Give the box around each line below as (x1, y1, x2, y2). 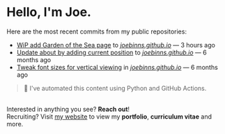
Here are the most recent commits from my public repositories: (6, 27, 187, 36)
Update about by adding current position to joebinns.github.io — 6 (16, 48, 207, 57)
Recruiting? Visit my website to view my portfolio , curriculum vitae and (6, 112, 212, 121)
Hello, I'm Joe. (6, 4, 92, 20)
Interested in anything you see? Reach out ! (6, 105, 130, 113)
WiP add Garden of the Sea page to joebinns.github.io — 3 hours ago (16, 40, 215, 49)
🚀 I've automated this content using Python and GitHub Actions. (23, 84, 207, 92)
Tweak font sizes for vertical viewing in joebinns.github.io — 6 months (16, 63, 219, 71)
